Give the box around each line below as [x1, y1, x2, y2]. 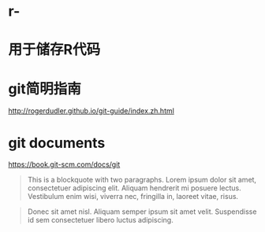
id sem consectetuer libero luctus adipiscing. [27, 215, 174, 225]
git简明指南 [8, 79, 81, 98]
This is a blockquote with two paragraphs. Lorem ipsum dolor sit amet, [27, 175, 257, 185]
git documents [8, 134, 106, 152]
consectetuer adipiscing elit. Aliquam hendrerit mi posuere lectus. [27, 183, 242, 193]
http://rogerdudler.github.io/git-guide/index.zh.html [8, 106, 175, 116]
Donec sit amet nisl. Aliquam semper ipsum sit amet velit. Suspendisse [27, 207, 257, 216]
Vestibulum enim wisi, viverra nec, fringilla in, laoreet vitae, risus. [27, 192, 239, 201]
